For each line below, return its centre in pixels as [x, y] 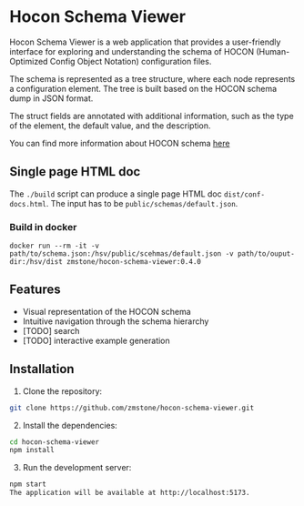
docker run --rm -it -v [55, 246]
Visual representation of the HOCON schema [106, 311]
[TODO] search [51, 330]
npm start [28, 484]
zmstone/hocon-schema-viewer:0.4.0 [134, 262]
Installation [42, 369]
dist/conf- [244, 194]
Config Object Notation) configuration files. [131, 61]
